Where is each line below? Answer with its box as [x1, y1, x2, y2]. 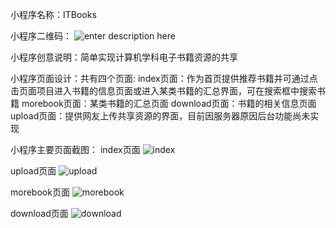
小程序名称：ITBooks [10, 9, 97, 20]
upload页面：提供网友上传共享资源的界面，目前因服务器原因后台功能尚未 [10, 110, 311, 122]
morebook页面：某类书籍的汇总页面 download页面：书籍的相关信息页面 [21, 98, 317, 109]
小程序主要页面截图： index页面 [10, 144, 141, 155]
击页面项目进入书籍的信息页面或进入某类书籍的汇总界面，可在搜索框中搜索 [10, 85, 317, 97]
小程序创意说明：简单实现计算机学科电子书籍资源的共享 [10, 51, 238, 63]
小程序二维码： [10, 30, 72, 42]
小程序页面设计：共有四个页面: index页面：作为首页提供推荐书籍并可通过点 [10, 73, 318, 84]
